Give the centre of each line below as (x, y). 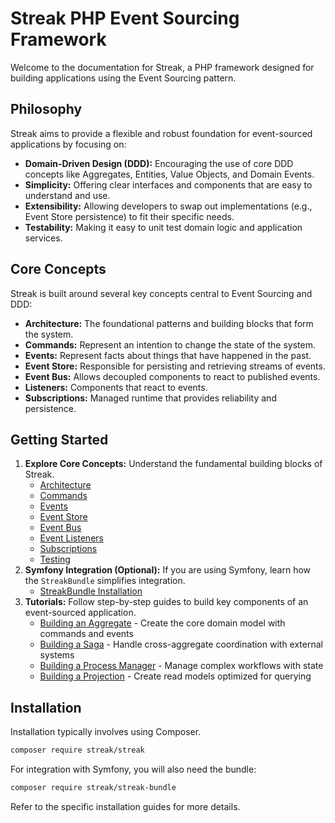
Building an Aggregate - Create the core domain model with (162, 623)
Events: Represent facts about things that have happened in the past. (168, 355)
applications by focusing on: (68, 144)
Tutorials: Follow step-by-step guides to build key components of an (166, 602)
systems (57, 655)
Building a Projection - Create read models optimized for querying (175, 676)
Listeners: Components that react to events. (116, 387)
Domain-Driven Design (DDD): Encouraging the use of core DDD (159, 163)
